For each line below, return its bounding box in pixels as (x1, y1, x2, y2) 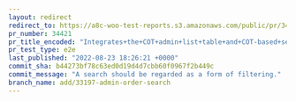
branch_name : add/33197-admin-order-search (8, 78, 171, 87)
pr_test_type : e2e (8, 46, 76, 54)
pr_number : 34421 (8, 29, 72, 38)
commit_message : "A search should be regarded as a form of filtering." (8, 70, 282, 79)
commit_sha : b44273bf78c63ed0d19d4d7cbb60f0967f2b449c (8, 62, 215, 71)
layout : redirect (8, 12, 72, 22)
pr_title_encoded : (8, 37, 76, 47)
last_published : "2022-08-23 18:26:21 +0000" (8, 54, 178, 62)
